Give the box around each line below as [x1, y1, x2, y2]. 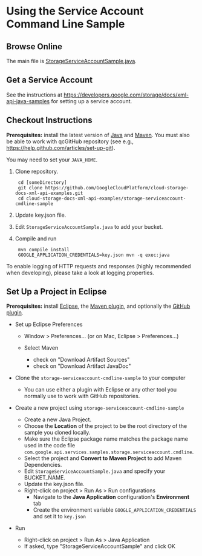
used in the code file [24, 442, 76, 449]
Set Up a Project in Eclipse [6, 286, 107, 297]
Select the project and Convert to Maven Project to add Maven [24, 455, 182, 462]
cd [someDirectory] [18, 179, 67, 186]
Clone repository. [15, 168, 59, 175]
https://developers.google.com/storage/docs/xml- [63, 91, 189, 98]
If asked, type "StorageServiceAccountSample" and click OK [24, 543, 175, 550]
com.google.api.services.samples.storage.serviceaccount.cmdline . [24, 448, 194, 456]
